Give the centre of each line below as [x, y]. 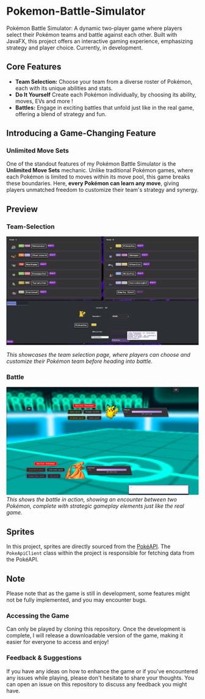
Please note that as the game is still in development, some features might [98, 593]
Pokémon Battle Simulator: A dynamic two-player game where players [94, 28]
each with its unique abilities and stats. [64, 88]
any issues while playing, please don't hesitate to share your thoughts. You [100, 678]
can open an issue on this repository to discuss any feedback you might [97, 684]
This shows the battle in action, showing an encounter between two [92, 500]
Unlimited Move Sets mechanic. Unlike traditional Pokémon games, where [100, 170]
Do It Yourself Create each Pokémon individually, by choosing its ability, [106, 94]
